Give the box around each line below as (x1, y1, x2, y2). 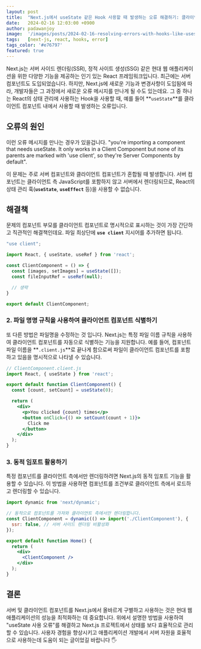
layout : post (6, 8, 39, 15)
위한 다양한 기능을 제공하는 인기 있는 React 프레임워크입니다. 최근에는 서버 (17, 72, 191, 80)
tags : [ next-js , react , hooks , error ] (6, 37, 109, 43)
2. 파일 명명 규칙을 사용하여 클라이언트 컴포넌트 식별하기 (6, 316, 157, 324)
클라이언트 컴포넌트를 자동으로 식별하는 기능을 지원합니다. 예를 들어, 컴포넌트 (12, 338, 191, 345)
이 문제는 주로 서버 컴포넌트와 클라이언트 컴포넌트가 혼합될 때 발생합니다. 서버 (6, 170, 187, 177)
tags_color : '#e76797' (6, 43, 63, 48)
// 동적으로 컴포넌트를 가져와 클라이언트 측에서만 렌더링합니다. (6, 510, 141, 517)
